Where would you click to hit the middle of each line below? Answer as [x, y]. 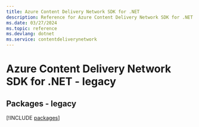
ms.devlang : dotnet [30, 34]
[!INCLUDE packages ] [33, 118]
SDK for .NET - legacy [61, 82]
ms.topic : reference [32, 28]
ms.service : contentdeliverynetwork [52, 39]
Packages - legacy [41, 103]
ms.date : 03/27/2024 [32, 23]
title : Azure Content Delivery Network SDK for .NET [73, 12]
